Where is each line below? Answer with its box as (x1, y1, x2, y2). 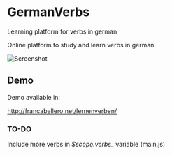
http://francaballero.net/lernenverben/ (7, 106, 117, 115)
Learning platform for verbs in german (7, 27, 117, 36)
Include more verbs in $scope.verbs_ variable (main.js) (7, 140, 166, 149)
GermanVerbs (7, 4, 90, 20)
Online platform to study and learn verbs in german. (7, 40, 156, 49)
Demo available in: (7, 93, 61, 101)
